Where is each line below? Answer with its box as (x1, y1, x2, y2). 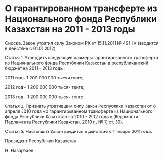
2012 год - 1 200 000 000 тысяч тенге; (5, 84, 85, 90)
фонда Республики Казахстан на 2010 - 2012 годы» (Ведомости (5, 113, 139, 119)
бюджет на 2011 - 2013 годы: (5, 65, 65, 71)
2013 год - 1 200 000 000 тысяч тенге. (5, 94, 85, 100)
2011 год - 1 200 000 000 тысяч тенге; (5, 75, 84, 80)
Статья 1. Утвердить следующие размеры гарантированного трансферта (5, 54, 158, 60)
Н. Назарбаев (5, 147, 34, 153)
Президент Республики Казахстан (5, 138, 77, 144)
